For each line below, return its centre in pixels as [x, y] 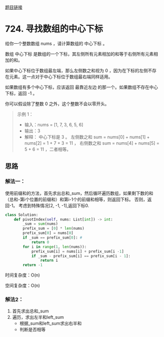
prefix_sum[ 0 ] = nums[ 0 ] [48, 233]
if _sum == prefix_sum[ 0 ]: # [53, 238]
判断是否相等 [32, 330]
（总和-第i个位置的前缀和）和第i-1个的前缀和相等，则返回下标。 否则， [76, 199]
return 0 [40, 242]
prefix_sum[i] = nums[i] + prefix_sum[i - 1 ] [78, 251]
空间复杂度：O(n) [23, 286]
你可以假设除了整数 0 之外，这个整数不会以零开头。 [57, 104]
